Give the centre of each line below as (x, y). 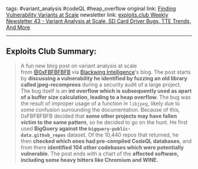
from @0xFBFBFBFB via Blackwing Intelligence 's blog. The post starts (105, 72)
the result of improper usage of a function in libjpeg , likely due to (100, 103)
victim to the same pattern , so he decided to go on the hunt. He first (104, 122)
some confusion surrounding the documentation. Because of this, (100, 109)
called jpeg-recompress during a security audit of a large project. (101, 84)
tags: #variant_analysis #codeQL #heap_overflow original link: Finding (91, 9)
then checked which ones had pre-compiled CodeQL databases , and (106, 141)
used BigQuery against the (54, 128)
